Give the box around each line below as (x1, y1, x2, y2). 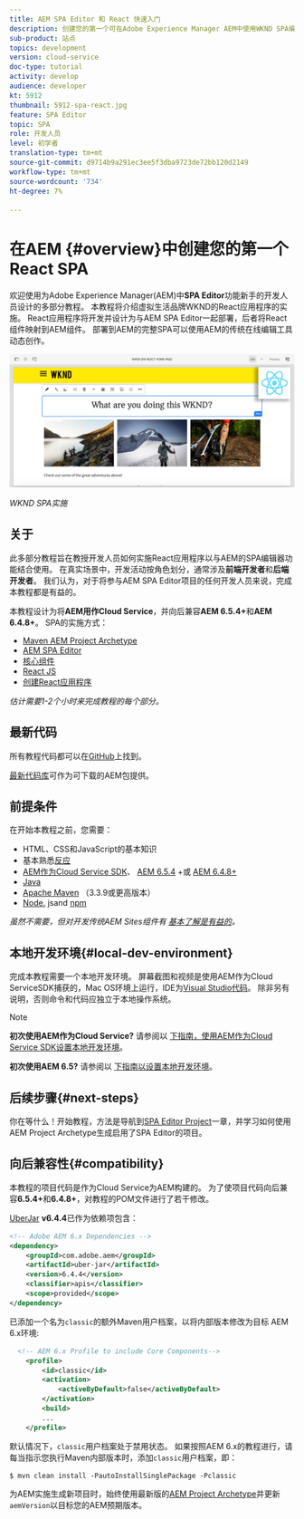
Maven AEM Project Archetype (22, 635, 138, 646)
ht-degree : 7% (9, 187, 63, 196)
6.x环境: (9, 1327, 39, 1338)
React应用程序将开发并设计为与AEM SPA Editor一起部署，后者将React (26, 312, 288, 323)
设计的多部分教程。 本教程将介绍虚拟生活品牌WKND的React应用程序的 (16, 302, 280, 312)
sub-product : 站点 (9, 34, 76, 43)
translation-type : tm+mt (9, 149, 103, 158)
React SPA (9, 259, 89, 280)
